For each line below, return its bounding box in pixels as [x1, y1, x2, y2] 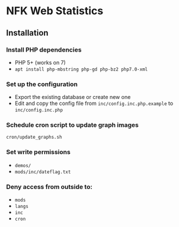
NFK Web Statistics [6, 4, 104, 18]
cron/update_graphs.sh [6, 135, 62, 140]
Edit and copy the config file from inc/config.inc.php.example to [14, 100, 174, 107]
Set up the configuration [6, 80, 78, 88]
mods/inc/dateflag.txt [14, 169, 71, 175]
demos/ [14, 162, 31, 168]
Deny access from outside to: [6, 183, 93, 191]
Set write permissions [6, 148, 71, 156]
